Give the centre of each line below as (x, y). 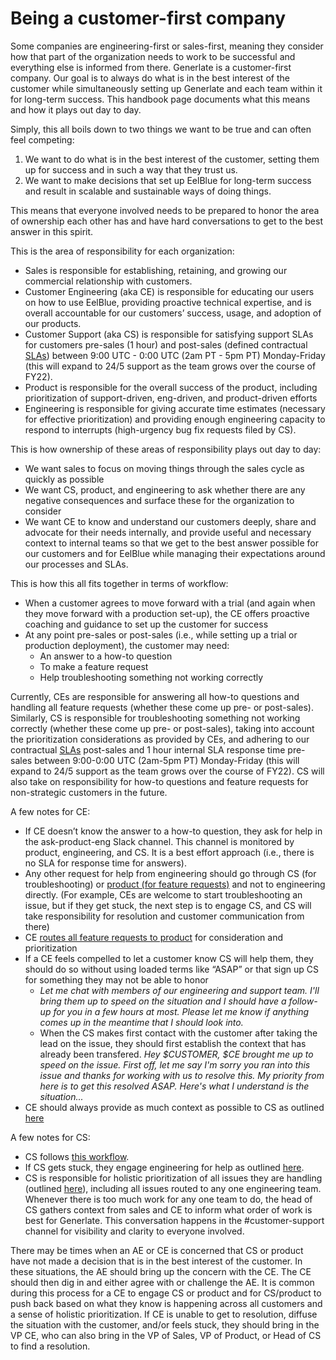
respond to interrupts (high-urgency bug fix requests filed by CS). (160, 429)
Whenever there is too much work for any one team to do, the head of (168, 1199)
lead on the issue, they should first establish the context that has (173, 1043)
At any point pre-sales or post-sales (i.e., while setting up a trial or (161, 634)
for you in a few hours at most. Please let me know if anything (181, 1011)
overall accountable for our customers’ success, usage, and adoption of (173, 313)
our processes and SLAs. (76, 564)
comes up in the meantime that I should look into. (141, 1022)
